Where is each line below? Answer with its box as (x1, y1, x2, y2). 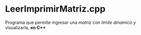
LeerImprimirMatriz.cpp (5, 3, 106, 15)
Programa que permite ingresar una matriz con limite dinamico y (5, 19, 136, 25)
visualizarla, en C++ (5, 24, 46, 30)
